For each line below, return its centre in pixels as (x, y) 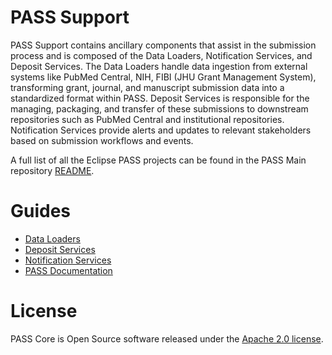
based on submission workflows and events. (102, 140)
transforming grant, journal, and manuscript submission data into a (147, 87)
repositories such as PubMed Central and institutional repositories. (147, 119)
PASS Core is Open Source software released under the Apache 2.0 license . (167, 338)
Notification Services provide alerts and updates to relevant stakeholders (161, 130)
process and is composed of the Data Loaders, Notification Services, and (161, 55)
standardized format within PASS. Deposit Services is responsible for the (160, 98)
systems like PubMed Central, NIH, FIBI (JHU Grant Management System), (163, 77)
